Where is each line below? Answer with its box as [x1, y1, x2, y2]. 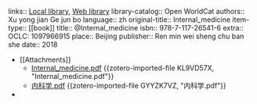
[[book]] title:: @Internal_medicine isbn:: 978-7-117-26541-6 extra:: [28, 23, 244, 32]
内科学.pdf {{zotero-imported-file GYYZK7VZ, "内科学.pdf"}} [31, 81, 227, 90]
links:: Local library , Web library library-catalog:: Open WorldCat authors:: [8, 7, 245, 16]
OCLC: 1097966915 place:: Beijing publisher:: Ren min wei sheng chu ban [8, 31, 244, 41]
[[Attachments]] [19, 55, 71, 64]
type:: [8, 23, 27, 32]
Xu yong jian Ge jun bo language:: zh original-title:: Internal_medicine [8, 15, 231, 24]
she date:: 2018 [8, 40, 58, 49]
